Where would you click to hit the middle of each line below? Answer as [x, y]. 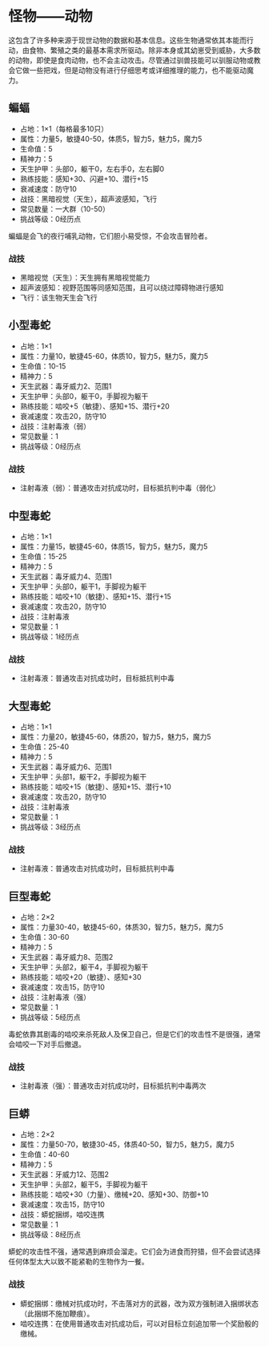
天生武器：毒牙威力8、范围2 [66, 957]
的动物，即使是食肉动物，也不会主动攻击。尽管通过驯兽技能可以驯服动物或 [131, 60]
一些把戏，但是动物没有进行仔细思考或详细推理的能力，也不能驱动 [138, 70]
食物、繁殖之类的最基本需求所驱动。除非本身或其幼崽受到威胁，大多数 [145, 50]
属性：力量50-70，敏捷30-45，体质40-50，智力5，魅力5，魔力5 [127, 1145]
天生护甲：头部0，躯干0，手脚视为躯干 [84, 396]
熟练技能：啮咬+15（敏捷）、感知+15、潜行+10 [96, 787]
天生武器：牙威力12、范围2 [64, 1175]
